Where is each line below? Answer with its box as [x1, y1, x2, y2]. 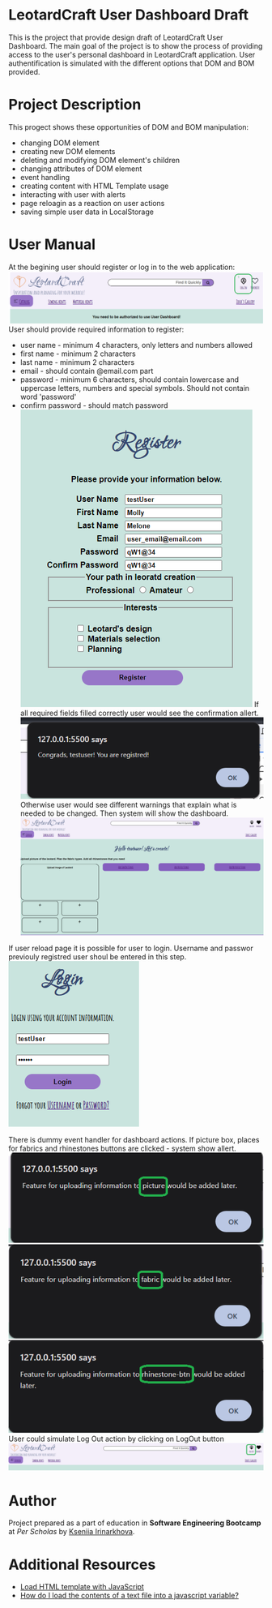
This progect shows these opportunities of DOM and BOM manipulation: [8, 122, 249, 131]
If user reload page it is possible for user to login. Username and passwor [8, 943, 253, 953]
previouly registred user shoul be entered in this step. [8, 951, 187, 962]
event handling [19, 172, 70, 182]
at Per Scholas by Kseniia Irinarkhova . [8, 1527, 135, 1537]
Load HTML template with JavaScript [19, 1582, 144, 1592]
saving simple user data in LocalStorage [19, 207, 154, 217]
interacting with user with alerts [19, 189, 126, 199]
